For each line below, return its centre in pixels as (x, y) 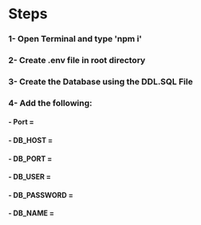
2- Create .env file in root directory (77, 61)
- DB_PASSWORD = (41, 195)
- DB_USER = (30, 177)
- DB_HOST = (31, 140)
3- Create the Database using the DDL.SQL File (100, 81)
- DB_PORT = (30, 158)
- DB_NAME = (31, 213)
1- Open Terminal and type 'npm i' (75, 39)
